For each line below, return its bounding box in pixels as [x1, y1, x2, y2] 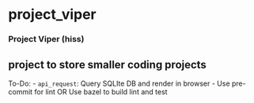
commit [8, 86, 33, 96]
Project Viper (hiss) [8, 34, 85, 45]
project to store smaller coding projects [8, 57, 207, 72]
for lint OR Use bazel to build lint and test [34, 86, 168, 96]
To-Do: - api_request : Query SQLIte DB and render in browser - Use [8, 79, 231, 88]
